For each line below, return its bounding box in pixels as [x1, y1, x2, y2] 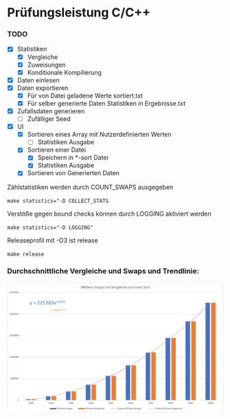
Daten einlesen [16, 76, 60, 84]
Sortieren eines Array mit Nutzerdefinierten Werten [27, 131, 172, 139]
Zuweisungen [27, 60, 67, 69]
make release [7, 251, 45, 258]
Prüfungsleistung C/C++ [7, 5, 151, 21]
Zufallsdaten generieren [16, 106, 85, 115]
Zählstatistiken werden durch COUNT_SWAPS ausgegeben [7, 183, 174, 191]
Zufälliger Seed [27, 115, 71, 123]
